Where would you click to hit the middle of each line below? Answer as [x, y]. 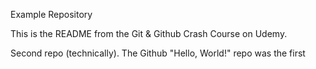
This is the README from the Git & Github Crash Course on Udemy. [149, 33]
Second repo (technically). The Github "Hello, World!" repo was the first [158, 53]
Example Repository [51, 14]
